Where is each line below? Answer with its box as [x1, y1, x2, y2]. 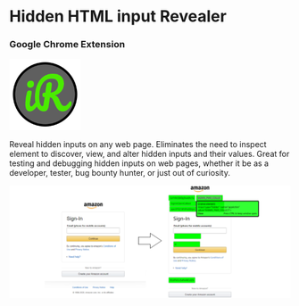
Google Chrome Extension [9, 38, 126, 51]
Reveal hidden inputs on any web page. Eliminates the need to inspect [9, 139, 267, 150]
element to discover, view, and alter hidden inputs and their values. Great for [9, 149, 290, 160]
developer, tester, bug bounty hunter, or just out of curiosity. [9, 168, 230, 178]
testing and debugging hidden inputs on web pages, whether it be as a [9, 158, 270, 169]
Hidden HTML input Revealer [9, 6, 228, 27]
